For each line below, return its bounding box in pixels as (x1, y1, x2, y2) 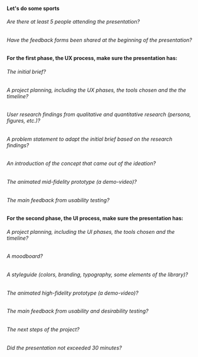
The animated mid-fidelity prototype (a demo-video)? (6, 178, 137, 186)
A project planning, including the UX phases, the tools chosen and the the (6, 86, 186, 94)
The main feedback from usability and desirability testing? (6, 308, 149, 315)
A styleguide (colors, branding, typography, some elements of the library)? (6, 271, 188, 278)
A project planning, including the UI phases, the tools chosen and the (6, 228, 175, 235)
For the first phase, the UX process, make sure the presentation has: (6, 55, 177, 62)
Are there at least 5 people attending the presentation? (6, 18, 140, 25)
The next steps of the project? (6, 326, 80, 333)
